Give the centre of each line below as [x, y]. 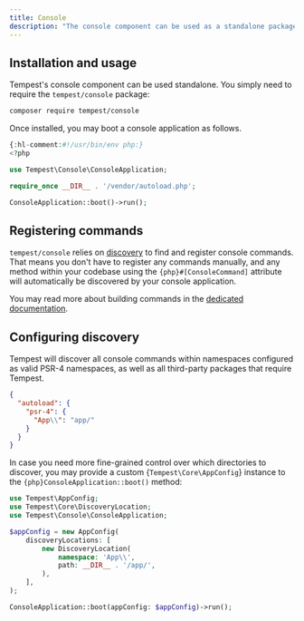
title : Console [38, 18]
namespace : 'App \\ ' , [96, 557]
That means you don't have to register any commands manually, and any [145, 262]
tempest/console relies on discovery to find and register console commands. [152, 252]
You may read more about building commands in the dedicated [127, 299]
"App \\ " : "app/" [64, 420]
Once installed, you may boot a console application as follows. [126, 129]
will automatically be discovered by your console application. [123, 281]
